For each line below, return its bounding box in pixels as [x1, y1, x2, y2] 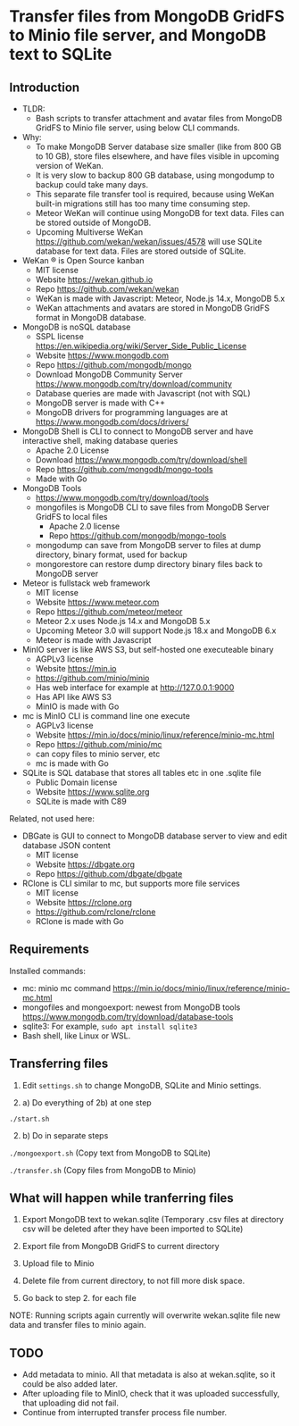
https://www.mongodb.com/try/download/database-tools [21, 1011, 234, 1022]
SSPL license [35, 331, 85, 341]
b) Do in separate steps [21, 1130, 109, 1140]
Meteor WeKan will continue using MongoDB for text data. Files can [35, 208, 285, 218]
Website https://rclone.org [35, 897, 132, 907]
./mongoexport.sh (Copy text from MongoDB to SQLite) [9, 1147, 212, 1158]
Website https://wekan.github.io [35, 274, 154, 285]
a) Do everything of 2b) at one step [21, 1097, 152, 1108]
